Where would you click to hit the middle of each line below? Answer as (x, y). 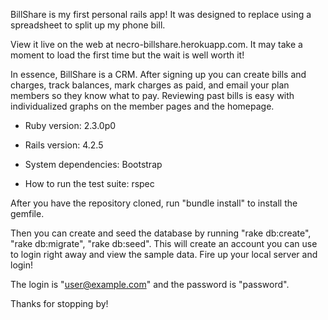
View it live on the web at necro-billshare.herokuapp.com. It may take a (156, 44)
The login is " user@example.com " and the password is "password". (150, 284)
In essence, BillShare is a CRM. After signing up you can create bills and (158, 74)
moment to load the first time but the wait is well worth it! (127, 55)
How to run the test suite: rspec (89, 183)
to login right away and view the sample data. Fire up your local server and (164, 254)
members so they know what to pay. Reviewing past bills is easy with (152, 95)
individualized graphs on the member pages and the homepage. (142, 106)
